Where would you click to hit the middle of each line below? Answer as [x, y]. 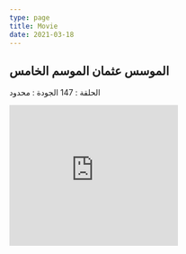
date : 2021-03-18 [42, 34]
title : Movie [34, 26]
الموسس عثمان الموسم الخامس [89, 71]
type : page [30, 18]
